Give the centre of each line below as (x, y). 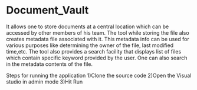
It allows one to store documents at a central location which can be (88, 26)
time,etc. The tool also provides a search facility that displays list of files (94, 51)
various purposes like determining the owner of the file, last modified (90, 45)
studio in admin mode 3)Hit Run (45, 81)
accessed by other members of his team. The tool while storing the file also (98, 32)
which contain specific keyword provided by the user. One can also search (97, 58)
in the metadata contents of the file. (50, 64)
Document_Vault (47, 10)
